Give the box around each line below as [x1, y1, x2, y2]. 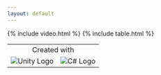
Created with [32, 44, 75, 54]
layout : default [7, 10, 54, 17]
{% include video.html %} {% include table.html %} [7, 29, 155, 37]
